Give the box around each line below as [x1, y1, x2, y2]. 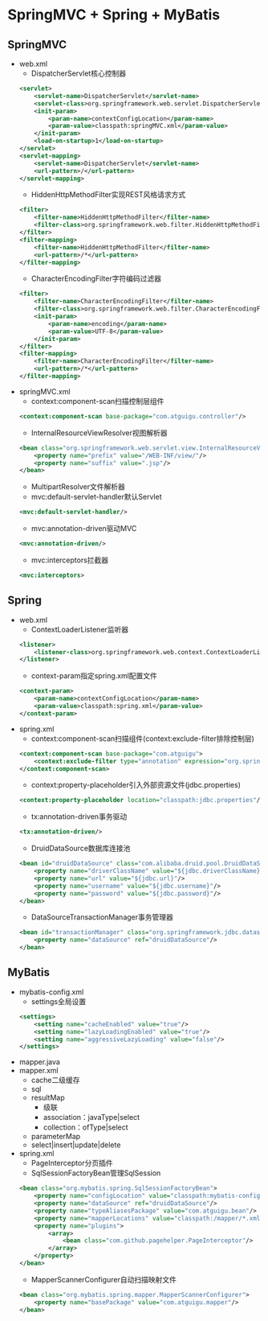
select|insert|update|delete [30, 1140, 121, 1150]
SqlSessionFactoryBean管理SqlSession [30, 1168, 161, 1178]
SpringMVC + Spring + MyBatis [7, 6, 221, 24]
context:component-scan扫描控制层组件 [30, 396, 164, 405]
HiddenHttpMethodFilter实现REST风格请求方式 [30, 190, 186, 200]
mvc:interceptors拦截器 [30, 555, 109, 565]
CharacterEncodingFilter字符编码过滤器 [30, 274, 162, 283]
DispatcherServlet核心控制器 [30, 68, 126, 78]
